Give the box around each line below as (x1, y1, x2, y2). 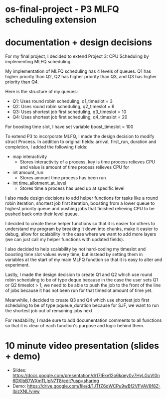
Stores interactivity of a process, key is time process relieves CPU (19, 159, 156, 165)
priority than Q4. (5, 79, 39, 85)
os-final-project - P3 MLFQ (5, 3, 120, 15)
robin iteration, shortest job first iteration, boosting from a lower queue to (5, 200, 155, 206)
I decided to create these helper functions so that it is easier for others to (5, 221, 156, 227)
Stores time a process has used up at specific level (19, 185, 125, 191)
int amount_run (12, 169, 44, 175)
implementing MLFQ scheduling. (5, 59, 72, 65)
